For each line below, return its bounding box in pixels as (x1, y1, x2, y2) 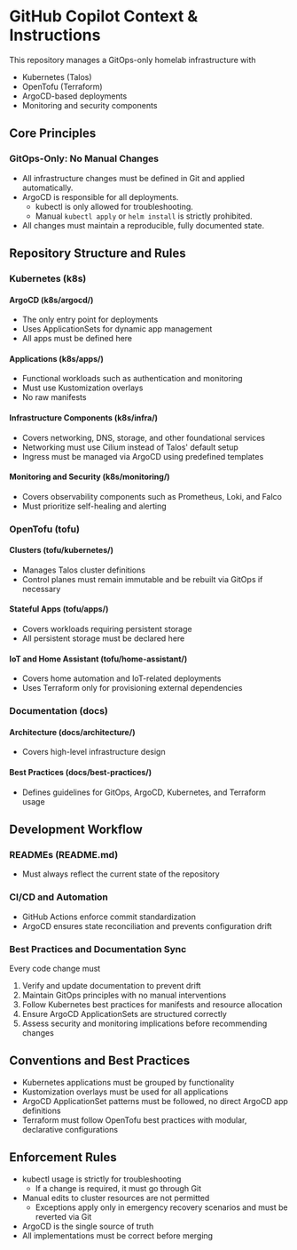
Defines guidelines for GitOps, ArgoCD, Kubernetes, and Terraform (21, 787, 266, 797)
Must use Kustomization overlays (21, 382, 144, 393)
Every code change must (9, 963, 101, 974)
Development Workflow (9, 822, 144, 837)
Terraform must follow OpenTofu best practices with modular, (21, 1114, 247, 1126)
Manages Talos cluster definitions (21, 565, 146, 575)
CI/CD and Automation (9, 891, 109, 903)
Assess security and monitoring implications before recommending (21, 1018, 268, 1029)
